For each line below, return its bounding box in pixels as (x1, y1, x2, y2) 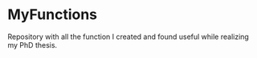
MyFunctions (7, 6, 98, 24)
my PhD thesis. (7, 40, 58, 49)
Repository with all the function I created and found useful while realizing (7, 32, 250, 41)
